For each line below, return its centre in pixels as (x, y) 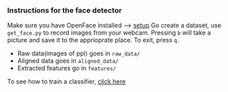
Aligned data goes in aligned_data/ (68, 61)
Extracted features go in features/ (67, 68)
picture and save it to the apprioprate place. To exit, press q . (93, 40)
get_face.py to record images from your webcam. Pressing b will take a (109, 33)
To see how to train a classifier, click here (67, 82)
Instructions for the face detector (65, 10)
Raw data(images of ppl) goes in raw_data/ (79, 53)
